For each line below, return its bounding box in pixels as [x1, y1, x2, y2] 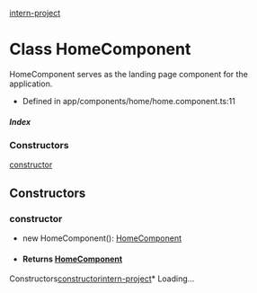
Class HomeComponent [9, 40, 191, 59]
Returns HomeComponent [22, 253, 123, 264]
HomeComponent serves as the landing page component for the [9, 68, 249, 79]
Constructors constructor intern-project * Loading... [9, 273, 195, 284]
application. [9, 78, 53, 89]
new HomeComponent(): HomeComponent [22, 233, 182, 244]
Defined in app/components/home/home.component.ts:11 [22, 95, 235, 106]
